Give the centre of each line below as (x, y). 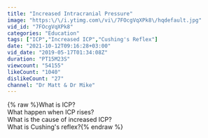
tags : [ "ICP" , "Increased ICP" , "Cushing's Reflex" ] (83, 40)
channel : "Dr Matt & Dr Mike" (51, 85)
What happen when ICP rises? (51, 112)
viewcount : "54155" (36, 66)
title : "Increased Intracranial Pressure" (70, 14)
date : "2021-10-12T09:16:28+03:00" (59, 46)
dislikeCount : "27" (36, 78)
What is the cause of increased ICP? (60, 120)
